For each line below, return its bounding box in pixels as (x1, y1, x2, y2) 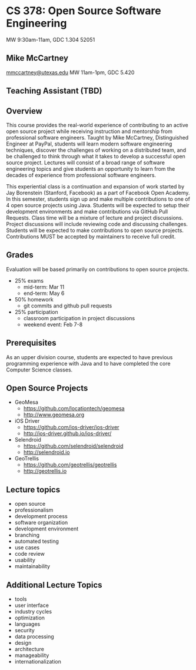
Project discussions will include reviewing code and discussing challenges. (6, 220, 188, 227)
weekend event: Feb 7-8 (23, 321, 83, 328)
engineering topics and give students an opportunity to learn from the (6, 165, 175, 172)
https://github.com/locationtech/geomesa (23, 405, 125, 412)
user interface (14, 602, 49, 609)
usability (14, 556, 35, 563)
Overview (6, 106, 43, 116)
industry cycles (14, 608, 52, 615)
